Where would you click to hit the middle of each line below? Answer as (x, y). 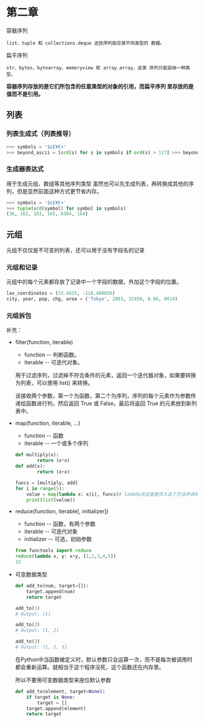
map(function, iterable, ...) (48, 423)
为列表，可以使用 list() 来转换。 (54, 383)
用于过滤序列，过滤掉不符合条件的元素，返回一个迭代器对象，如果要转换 (105, 375)
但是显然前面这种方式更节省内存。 (59, 191)
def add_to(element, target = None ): (60, 691)
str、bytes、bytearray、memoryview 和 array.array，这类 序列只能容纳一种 (96, 67)
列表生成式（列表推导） (40, 134)
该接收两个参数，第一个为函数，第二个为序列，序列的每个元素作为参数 (103, 396)
